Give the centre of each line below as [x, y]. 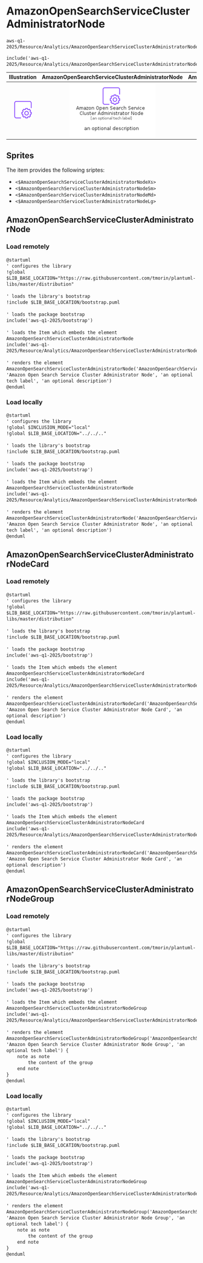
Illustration [23, 77]
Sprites [20, 155]
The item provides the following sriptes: [56, 170]
